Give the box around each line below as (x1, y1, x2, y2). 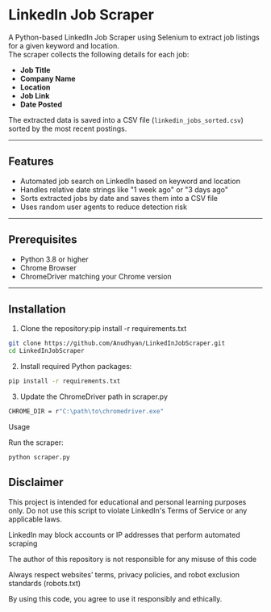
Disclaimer (8, 476, 64, 489)
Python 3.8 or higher (19, 254, 89, 264)
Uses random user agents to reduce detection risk (19, 202, 188, 212)
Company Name (19, 73, 76, 83)
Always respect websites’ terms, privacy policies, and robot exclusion (8, 569, 240, 579)
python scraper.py (8, 453, 70, 461)
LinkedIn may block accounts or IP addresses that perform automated (8, 530, 240, 539)
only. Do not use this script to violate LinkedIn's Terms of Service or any (8, 505, 248, 515)
